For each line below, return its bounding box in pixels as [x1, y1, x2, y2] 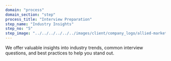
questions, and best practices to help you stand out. [5, 50, 115, 56]
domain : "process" [5, 7, 44, 13]
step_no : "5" [5, 26, 33, 31]
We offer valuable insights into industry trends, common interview [5, 45, 144, 50]
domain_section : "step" [5, 12, 56, 17]
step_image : [5, 31, 31, 36]
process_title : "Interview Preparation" [5, 17, 93, 22]
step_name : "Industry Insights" [5, 21, 74, 27]
